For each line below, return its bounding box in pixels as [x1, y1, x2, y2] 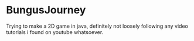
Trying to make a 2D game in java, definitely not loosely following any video [6, 23, 189, 29]
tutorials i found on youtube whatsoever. [6, 28, 104, 35]
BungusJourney [6, 3, 86, 17]
